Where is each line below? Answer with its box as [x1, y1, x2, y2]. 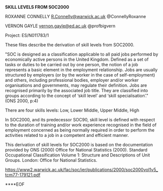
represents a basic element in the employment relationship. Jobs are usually [5, 67, 158, 73]
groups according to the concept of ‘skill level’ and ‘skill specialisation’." [5, 93, 148, 98]
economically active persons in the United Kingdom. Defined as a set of [5, 57, 149, 62]
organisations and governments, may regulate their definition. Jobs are [5, 82, 147, 88]
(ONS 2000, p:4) [5, 98, 38, 104]
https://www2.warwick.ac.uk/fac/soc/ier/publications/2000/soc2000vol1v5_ [5, 167, 158, 172]
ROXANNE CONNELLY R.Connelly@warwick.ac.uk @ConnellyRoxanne [5, 14, 146, 19]
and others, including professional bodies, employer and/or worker [5, 77, 139, 83]
